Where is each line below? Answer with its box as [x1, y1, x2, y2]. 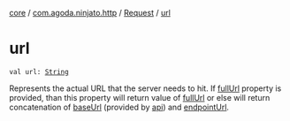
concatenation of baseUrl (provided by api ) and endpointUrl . [9, 102, 230, 112]
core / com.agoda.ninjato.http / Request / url [9, 8, 171, 18]
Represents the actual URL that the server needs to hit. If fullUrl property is [9, 83, 282, 94]
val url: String [9, 67, 69, 76]
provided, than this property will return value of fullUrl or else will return [9, 92, 271, 102]
